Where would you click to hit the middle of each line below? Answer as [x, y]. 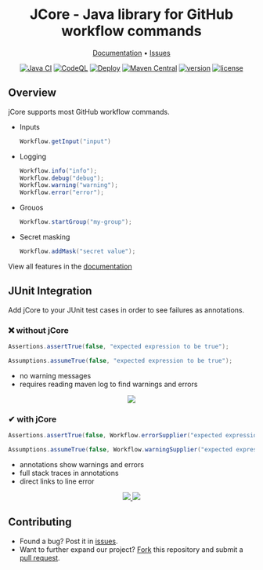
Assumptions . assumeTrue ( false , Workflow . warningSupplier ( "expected [121, 449]
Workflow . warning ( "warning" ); [69, 185]
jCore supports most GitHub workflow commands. [89, 111]
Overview [32, 93]
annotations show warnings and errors [82, 464]
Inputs [30, 126]
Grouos [31, 208]
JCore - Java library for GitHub [131, 15]
